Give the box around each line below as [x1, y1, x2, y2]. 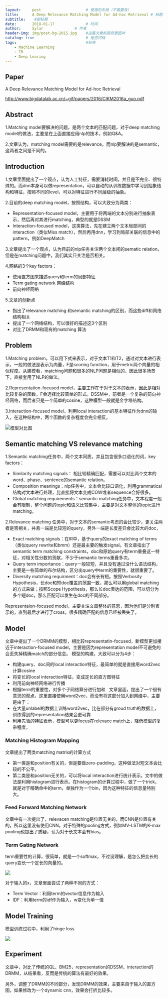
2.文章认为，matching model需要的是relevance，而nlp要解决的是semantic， [5, 141, 162, 147]
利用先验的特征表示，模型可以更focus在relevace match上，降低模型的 [12, 718, 156, 724]
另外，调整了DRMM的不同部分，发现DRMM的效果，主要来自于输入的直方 [5, 980, 156, 987]
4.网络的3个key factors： [5, 263, 57, 269]
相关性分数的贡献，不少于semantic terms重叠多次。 [25, 555, 132, 561]
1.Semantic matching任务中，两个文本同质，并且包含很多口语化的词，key [5, 454, 156, 460]
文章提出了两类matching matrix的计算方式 [5, 749, 91, 755]
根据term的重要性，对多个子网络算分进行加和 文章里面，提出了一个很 [12, 687, 157, 693]
